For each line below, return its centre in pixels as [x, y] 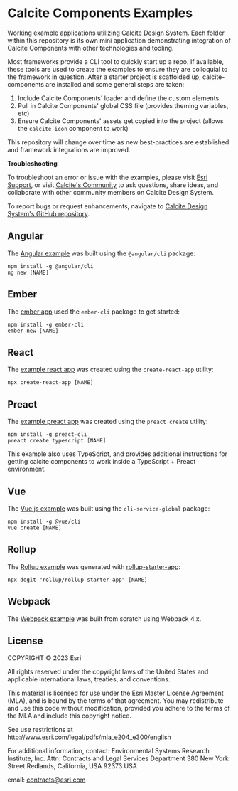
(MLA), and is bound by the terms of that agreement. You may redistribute [115, 701]
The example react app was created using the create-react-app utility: [110, 370]
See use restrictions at [40, 730]
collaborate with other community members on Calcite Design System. [111, 192]
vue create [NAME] [34, 528]
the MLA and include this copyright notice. [69, 716]
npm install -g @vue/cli [44, 521]
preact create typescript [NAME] [57, 441]
